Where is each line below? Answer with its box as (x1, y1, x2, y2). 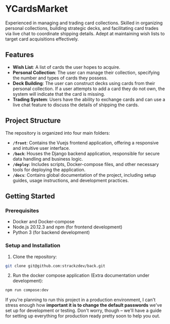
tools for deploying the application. (12, 167, 86, 173)
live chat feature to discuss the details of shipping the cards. (12, 102, 140, 108)
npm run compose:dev (5, 288, 49, 293)
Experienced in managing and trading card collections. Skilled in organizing (5, 20, 163, 26)
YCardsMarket (5, 3, 69, 15)
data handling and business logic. (12, 155, 83, 162)
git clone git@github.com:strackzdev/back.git (5, 263, 106, 268)
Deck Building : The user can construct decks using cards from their (12, 80, 156, 86)
